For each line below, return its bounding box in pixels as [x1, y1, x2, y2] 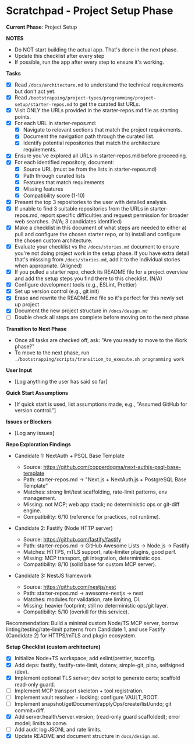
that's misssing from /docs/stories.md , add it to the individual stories [14, 256, 180, 263]
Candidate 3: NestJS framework [14, 572, 92, 580]
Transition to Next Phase [6, 326, 67, 333]
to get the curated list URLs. [73, 101, 141, 108]
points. [14, 113, 31, 120]
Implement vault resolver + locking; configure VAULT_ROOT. [14, 694, 159, 701]
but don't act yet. [14, 88, 56, 95]
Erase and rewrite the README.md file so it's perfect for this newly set [14, 294, 184, 302]
